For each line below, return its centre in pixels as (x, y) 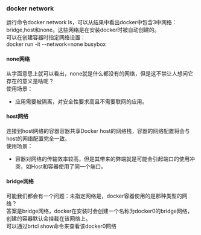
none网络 (18, 59)
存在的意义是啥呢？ (30, 81)
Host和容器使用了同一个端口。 (69, 166)
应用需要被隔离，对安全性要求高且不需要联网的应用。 (81, 101)
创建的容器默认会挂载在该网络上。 (49, 218)
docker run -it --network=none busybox (56, 44)
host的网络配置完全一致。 (38, 138)
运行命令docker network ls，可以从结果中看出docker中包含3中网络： (92, 22)
